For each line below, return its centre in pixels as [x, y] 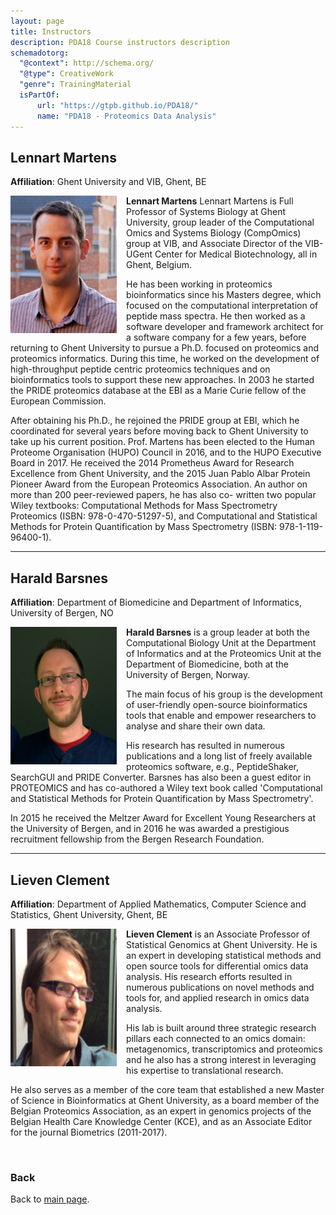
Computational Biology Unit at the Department [221, 643]
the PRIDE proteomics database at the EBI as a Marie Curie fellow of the [158, 391]
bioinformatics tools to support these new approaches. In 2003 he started [162, 380]
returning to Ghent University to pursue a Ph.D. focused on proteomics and [164, 348]
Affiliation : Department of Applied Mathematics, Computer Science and [158, 904]
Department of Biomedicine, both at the [208, 664]
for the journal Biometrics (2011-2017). [89, 1132]
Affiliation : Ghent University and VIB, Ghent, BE [108, 182]
